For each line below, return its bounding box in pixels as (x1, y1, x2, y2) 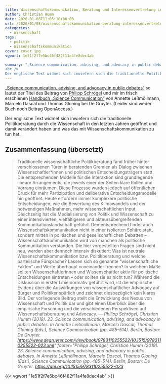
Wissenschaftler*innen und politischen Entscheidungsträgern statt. (17, 169, 154, 175)
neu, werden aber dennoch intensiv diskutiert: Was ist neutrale (17, 248, 145, 254)
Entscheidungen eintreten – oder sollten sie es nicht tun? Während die (17, 274, 160, 280)
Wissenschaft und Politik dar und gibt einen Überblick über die (17, 300, 145, 306)
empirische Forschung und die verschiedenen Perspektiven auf (17, 305, 147, 311)
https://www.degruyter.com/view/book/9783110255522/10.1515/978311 (17, 337, 161, 343)
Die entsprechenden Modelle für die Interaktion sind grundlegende (17, 174, 153, 180)
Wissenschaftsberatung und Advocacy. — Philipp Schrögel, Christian (17, 311, 158, 317)
